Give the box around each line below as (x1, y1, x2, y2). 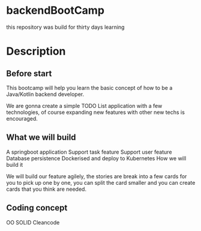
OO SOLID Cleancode (6, 218, 60, 226)
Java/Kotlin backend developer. (6, 91, 85, 98)
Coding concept (6, 203, 68, 213)
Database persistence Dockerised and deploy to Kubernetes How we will (6, 154, 187, 162)
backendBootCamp (6, 4, 105, 17)
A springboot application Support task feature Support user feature (6, 148, 172, 155)
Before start (6, 68, 52, 79)
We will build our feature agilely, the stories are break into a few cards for (6, 172, 187, 180)
